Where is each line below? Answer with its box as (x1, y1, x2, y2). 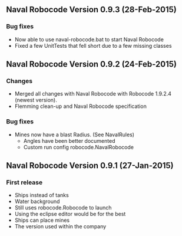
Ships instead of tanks (14, 192, 69, 199)
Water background (14, 198, 60, 205)
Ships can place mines (14, 217, 70, 224)
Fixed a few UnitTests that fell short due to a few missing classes (14, 42, 172, 49)
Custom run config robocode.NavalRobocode (23, 143, 134, 150)
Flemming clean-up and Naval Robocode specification (14, 103, 147, 110)
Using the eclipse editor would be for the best (14, 211, 126, 218)
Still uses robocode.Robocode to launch (14, 204, 112, 211)
